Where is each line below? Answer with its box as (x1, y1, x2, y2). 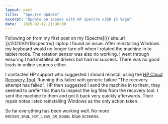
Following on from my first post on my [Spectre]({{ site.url (5, 35, 125, 41)
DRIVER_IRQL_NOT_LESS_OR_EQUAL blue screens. (5, 113, 100, 119)
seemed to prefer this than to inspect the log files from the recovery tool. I (5, 87, 158, 93)
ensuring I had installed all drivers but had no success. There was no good (5, 56, 160, 63)
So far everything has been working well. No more (5, 108, 109, 114)
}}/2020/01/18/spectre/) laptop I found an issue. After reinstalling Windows (5, 41, 160, 47)
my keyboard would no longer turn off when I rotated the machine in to (5, 46, 152, 52)
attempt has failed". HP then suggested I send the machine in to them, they (5, 82, 160, 88)
